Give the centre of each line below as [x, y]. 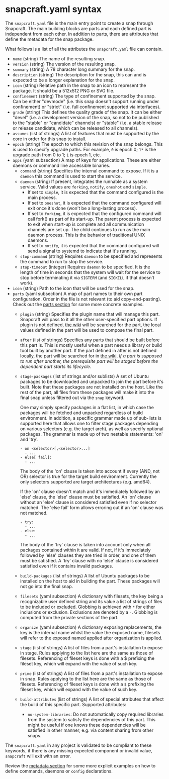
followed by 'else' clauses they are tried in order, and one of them [88, 555]
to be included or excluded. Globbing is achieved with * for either [88, 607]
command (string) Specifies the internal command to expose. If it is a [89, 171]
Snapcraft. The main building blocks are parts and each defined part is [78, 28]
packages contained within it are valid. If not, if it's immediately [85, 550]
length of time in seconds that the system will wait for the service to [90, 272]
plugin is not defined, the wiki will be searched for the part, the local [90, 325]
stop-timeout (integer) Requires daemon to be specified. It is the [85, 267]
